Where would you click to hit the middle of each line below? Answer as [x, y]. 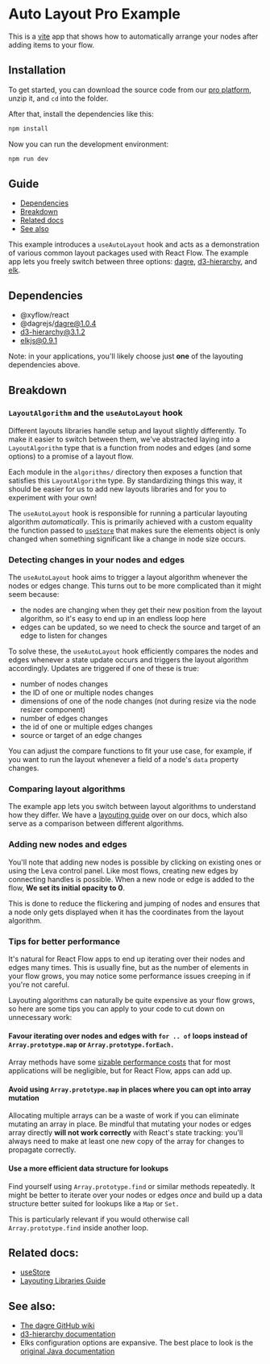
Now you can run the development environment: [89, 144]
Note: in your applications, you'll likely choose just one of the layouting [126, 356]
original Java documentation [67, 1351]
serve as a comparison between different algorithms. [96, 823]
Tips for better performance [64, 941]
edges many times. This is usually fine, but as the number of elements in [129, 967]
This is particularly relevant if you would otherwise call [99, 1219]
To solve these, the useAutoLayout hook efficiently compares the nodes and [133, 651]
